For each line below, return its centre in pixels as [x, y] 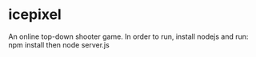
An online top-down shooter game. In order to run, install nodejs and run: [128, 36]
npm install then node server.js [59, 44]
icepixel [35, 15]
